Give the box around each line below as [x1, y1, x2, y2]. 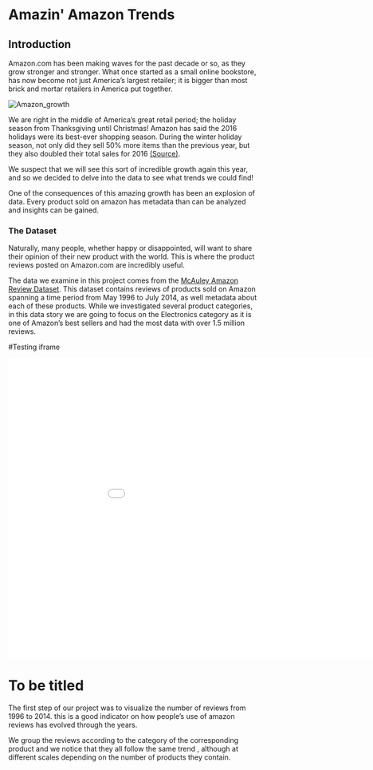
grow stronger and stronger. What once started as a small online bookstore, [8, 67, 257, 77]
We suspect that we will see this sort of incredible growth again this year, [8, 165, 249, 173]
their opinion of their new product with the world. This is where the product [8, 252, 255, 261]
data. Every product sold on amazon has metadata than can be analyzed [8, 197, 246, 206]
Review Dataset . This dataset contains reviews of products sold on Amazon [8, 284, 257, 294]
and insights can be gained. [8, 205, 100, 215]
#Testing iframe [8, 342, 61, 352]
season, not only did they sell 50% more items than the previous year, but [8, 141, 250, 149]
